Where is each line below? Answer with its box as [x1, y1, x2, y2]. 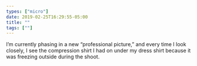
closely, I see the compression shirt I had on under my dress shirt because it [6, 47, 191, 54]
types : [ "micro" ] [6, 8, 49, 15]
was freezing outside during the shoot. [6, 53, 100, 60]
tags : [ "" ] [6, 25, 33, 31]
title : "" [6, 19, 31, 25]
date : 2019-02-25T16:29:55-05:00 [6, 14, 88, 20]
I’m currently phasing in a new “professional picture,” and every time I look [6, 41, 186, 48]
